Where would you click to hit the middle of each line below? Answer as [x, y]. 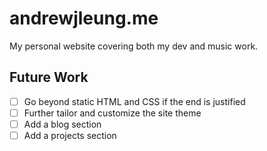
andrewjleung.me [84, 18]
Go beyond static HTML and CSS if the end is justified [134, 101]
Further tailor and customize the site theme [112, 113]
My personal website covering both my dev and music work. [134, 46]
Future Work [49, 77]
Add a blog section [62, 124]
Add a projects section [70, 135]
